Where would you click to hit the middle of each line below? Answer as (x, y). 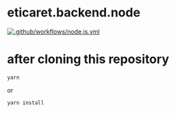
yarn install (26, 103)
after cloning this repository (88, 59)
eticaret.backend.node (74, 13)
